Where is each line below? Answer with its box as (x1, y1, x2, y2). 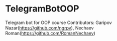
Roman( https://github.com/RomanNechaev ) (5, 30, 95, 36)
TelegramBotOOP (5, 3, 79, 14)
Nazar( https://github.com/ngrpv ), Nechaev (5, 24, 94, 30)
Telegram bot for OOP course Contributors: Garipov (5, 19, 112, 25)
